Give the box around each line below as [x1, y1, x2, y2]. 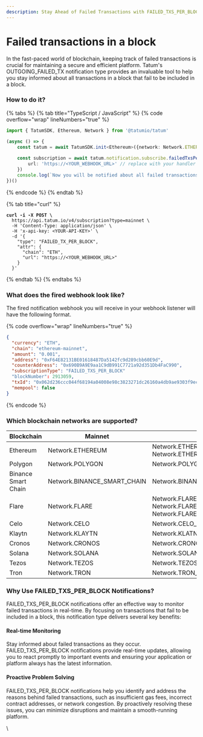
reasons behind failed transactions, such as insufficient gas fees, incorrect [6, 693, 192, 701]
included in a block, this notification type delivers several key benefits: [6, 613, 181, 620]
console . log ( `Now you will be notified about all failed [17, 172, 164, 178]
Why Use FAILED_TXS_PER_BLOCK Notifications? [6, 586, 155, 595]
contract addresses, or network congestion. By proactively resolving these [6, 700, 192, 707]
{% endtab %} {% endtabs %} [6, 276, 82, 283]
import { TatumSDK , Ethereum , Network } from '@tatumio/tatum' [6, 128, 169, 134]
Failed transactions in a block [6, 34, 156, 48]
